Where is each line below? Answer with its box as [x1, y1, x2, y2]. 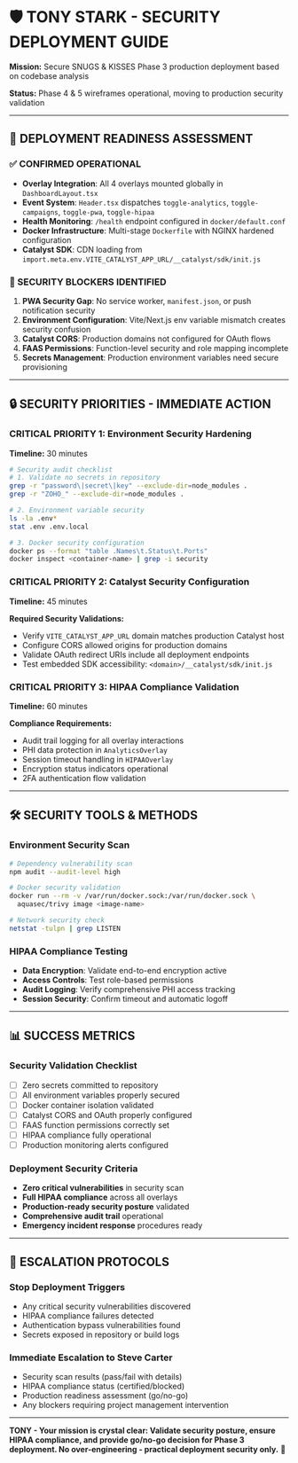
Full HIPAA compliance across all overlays [21, 1192, 178, 1202]
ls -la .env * [9, 513, 58, 523]
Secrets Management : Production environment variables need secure [21, 352, 279, 363]
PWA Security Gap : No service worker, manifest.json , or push [21, 295, 252, 306]
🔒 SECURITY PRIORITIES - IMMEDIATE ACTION [9, 396, 272, 412]
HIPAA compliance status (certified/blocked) [21, 1381, 185, 1392]
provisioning [21, 361, 68, 372]
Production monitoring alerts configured [21, 1140, 169, 1151]
